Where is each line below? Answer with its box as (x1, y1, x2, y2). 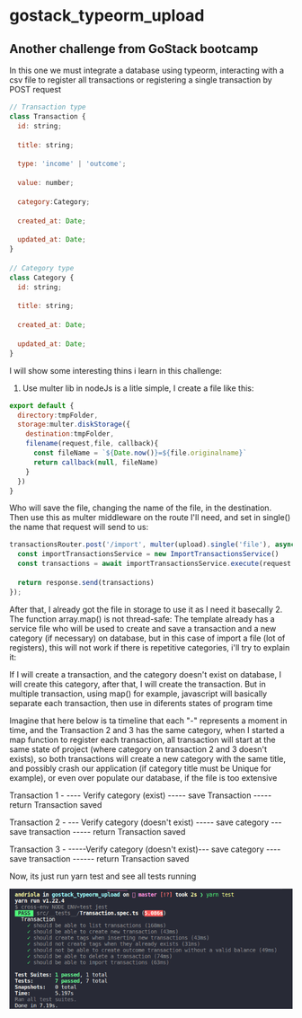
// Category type (9, 263, 75, 272)
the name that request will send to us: (9, 522, 149, 533)
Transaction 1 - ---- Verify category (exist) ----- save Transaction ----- (9, 790, 272, 801)
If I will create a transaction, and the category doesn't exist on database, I (9, 668, 281, 679)
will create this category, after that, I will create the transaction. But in (9, 678, 267, 689)
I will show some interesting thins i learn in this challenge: (9, 365, 222, 376)
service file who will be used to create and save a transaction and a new (9, 623, 277, 633)
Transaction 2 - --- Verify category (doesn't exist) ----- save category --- (9, 817, 282, 828)
